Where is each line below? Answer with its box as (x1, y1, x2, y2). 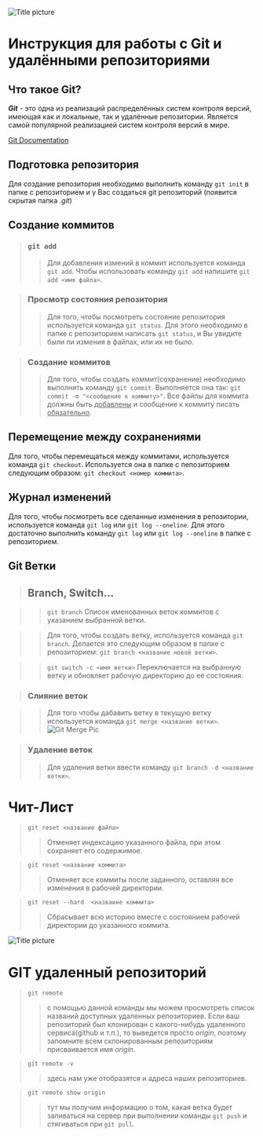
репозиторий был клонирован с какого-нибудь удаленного (46, 1020, 246, 1029)
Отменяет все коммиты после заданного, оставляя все (46, 875, 234, 885)
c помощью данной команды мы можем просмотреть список (46, 1003, 255, 1013)
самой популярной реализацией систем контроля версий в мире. (8, 120, 230, 130)
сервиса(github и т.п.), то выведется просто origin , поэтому (46, 1028, 247, 1038)
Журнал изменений (8, 491, 111, 504)
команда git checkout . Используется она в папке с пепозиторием (8, 459, 230, 469)
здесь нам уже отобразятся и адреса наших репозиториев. (46, 1074, 247, 1083)
